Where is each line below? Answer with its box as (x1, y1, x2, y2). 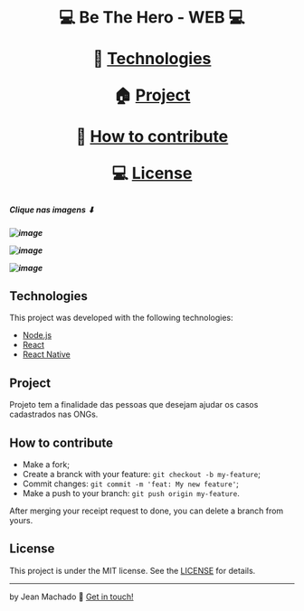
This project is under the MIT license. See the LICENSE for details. (9, 565, 256, 576)
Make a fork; (22, 459, 71, 470)
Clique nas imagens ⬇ (9, 204, 95, 215)
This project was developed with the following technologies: (9, 313, 233, 324)
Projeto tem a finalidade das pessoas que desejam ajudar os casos (9, 399, 259, 410)
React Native (22, 349, 71, 360)
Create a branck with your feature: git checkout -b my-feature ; (22, 469, 261, 479)
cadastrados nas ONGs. (9, 409, 99, 420)
